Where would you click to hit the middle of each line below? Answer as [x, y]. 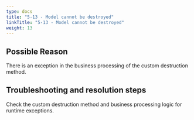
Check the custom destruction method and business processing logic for [94, 104]
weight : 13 [19, 28]
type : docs [19, 11]
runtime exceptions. [30, 110]
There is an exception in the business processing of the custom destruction [97, 66]
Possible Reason [37, 51]
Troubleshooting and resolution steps [76, 90]
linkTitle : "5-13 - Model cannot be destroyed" [65, 22]
